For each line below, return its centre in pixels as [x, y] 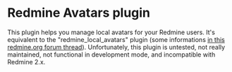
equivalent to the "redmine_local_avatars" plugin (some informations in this [116, 39]
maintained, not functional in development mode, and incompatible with [111, 55]
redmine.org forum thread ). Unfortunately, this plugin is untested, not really [116, 47]
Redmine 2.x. [26, 62]
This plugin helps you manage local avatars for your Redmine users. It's [111, 32]
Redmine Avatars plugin [79, 13]
